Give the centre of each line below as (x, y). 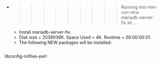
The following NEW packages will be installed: (65, 43)
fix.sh (126, 22)
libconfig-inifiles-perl (26, 56)
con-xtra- (131, 12)
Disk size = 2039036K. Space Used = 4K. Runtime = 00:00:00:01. (85, 37)
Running (129, 7)
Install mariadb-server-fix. (45, 32)
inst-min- (148, 7)
